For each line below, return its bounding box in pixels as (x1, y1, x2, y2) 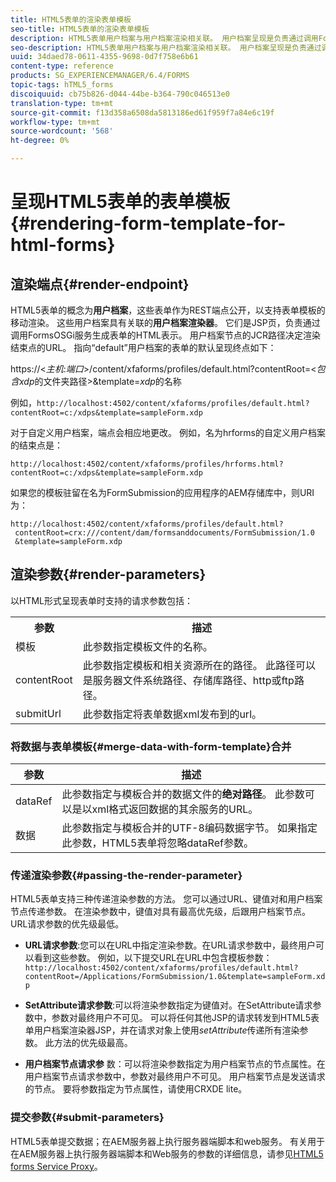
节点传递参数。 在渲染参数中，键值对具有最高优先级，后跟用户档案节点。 (10, 906, 311, 918)
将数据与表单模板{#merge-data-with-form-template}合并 (10, 739, 292, 753)
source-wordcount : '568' (10, 126, 114, 136)
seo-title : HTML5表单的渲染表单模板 (10, 24, 150, 34)
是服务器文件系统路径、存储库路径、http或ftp (82, 673, 295, 687)
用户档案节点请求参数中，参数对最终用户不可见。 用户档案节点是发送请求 (24, 1071, 326, 1083)
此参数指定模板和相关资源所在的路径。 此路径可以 (82, 658, 317, 672)
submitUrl (15, 706, 62, 720)
